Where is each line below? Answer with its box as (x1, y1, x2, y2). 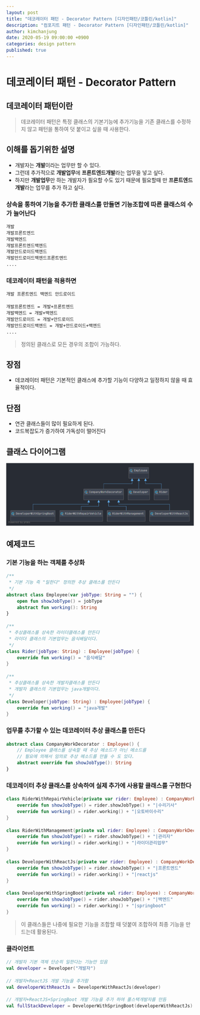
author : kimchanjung (6, 29, 58, 35)
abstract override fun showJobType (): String (17, 760, 132, 766)
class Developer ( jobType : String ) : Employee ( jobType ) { (6, 699, 151, 705)
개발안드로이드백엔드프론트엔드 (6, 255, 68, 261)
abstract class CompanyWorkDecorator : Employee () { (6, 741, 140, 747)
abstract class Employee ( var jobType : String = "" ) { (6, 591, 143, 598)
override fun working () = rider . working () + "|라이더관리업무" (17, 840, 168, 846)
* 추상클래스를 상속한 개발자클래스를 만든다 (8, 680, 100, 686)
